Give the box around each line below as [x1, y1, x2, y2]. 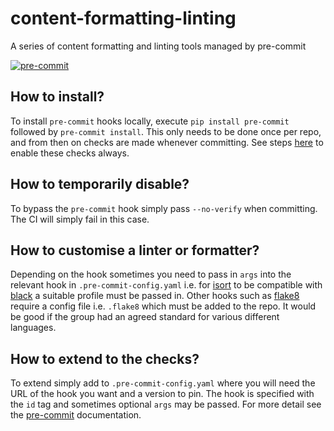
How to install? [10, 88, 105, 106]
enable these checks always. [10, 147, 130, 159]
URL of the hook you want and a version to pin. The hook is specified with [10, 388, 315, 400]
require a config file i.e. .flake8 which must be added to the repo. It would [10, 300, 317, 312]
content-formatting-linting [10, 7, 237, 30]
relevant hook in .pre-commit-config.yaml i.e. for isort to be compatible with [10, 279, 323, 291]
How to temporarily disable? [10, 176, 190, 193]
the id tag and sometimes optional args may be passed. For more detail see [10, 398, 322, 411]
